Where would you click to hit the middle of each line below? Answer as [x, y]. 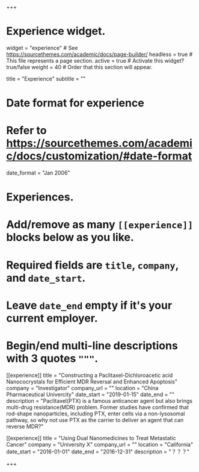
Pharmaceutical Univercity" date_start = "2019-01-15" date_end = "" [90, 394]
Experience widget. [56, 31]
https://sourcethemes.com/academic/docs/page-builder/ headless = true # [99, 54]
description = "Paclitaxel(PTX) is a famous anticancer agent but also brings [99, 400]
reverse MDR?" [25, 426]
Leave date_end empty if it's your [89, 305]
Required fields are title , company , [93, 265]
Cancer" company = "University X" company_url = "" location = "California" [100, 444]
